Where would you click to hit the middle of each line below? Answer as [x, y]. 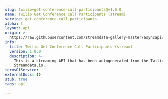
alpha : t [14, 24]
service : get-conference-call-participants [51, 19]
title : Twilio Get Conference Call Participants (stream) [71, 47]
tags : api [15, 84]
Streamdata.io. [30, 65]
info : [11, 42]
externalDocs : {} [23, 75]
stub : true [16, 79]
